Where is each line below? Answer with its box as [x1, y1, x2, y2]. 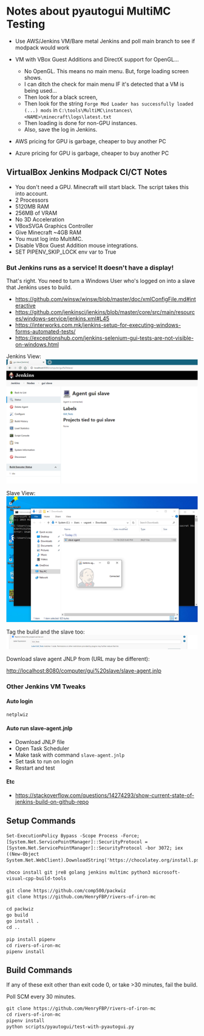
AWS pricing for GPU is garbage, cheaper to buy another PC [15, 137, 166, 145]
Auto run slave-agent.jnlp [6, 724, 73, 732]
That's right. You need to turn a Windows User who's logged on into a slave [6, 277, 195, 285]
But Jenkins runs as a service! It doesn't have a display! [6, 263, 174, 272]
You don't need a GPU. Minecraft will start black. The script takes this [15, 183, 189, 190]
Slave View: [6, 489, 36, 496]
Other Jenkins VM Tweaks [6, 682, 86, 691]
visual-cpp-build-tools [6, 875, 67, 882]
